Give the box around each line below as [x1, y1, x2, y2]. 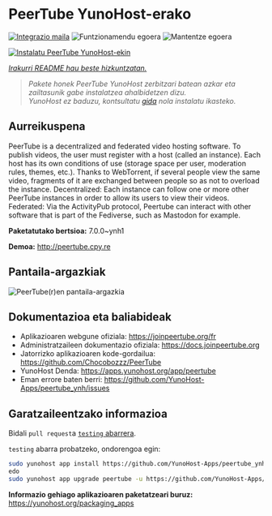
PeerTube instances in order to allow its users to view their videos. [8, 192, 230, 203]
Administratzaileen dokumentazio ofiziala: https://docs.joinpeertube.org [19, 340, 261, 350]
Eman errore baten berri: [19, 375, 103, 385]
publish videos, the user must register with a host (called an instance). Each [8, 149, 261, 159]
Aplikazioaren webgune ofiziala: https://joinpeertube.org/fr [19, 332, 217, 342]
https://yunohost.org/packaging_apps [8, 498, 134, 508]
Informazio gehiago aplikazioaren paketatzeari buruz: [8, 489, 193, 499]
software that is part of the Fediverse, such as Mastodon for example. [8, 210, 241, 220]
